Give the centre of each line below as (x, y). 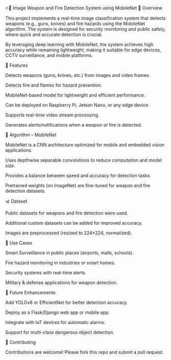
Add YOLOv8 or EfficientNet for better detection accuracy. (67, 302)
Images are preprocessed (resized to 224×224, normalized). (69, 233)
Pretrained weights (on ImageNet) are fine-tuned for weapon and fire (78, 185)
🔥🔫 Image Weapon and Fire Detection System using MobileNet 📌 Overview (84, 8)
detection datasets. (26, 191)
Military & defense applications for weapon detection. (62, 283)
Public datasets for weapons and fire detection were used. (67, 213)
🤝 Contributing (21, 342)
